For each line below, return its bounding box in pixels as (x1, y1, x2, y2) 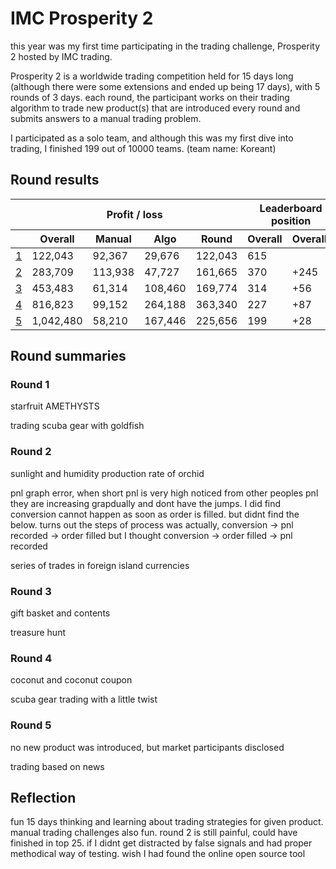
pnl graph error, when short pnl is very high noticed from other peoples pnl (10, 487, 319, 499)
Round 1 (10, 378, 50, 392)
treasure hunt (10, 627, 66, 639)
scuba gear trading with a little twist (10, 693, 158, 706)
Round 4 (10, 651, 53, 665)
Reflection (10, 790, 77, 807)
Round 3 (10, 584, 52, 598)
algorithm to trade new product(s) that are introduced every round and (10, 102, 301, 114)
